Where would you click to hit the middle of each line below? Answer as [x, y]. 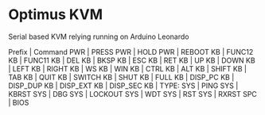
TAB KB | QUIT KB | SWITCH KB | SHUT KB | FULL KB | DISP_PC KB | [121, 77]
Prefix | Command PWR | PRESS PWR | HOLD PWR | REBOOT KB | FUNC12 [131, 52]
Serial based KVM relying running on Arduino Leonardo [99, 36]
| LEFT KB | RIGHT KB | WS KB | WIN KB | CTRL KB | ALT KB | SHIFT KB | [127, 68]
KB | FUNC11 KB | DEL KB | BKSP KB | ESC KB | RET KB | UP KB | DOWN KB [132, 60]
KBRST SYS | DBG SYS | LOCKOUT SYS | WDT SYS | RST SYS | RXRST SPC [132, 94]
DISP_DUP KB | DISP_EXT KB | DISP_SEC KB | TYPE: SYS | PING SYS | [123, 86]
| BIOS [19, 102]
